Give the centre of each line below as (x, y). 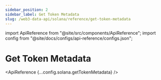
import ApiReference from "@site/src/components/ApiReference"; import (80, 33)
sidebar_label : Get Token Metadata (42, 14)
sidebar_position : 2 (27, 10)
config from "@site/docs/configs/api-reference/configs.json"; (69, 38)
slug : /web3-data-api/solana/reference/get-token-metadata (68, 19)
